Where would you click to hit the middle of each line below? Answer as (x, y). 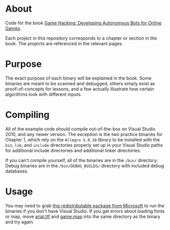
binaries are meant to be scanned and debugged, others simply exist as (80, 83)
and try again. (20, 222)
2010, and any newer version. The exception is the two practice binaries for (84, 134)
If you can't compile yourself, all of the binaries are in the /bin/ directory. (82, 160)
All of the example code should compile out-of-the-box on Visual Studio (80, 129)
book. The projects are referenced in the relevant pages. (64, 43)
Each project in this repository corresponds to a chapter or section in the (81, 38)
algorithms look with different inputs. (44, 94)
